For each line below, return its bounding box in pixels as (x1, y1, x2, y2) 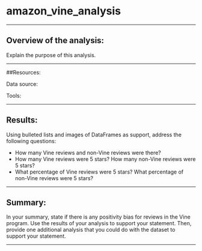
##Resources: (6, 68, 41, 76)
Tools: (6, 92, 22, 99)
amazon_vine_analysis (6, 4, 121, 18)
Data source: (6, 80, 38, 88)
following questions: (6, 137, 57, 145)
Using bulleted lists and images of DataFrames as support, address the (6, 131, 182, 138)
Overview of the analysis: (6, 35, 104, 46)
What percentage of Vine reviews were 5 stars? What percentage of (14, 168, 184, 175)
